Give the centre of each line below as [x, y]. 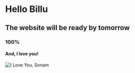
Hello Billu [27, 9]
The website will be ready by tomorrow [67, 28]
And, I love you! [22, 54]
